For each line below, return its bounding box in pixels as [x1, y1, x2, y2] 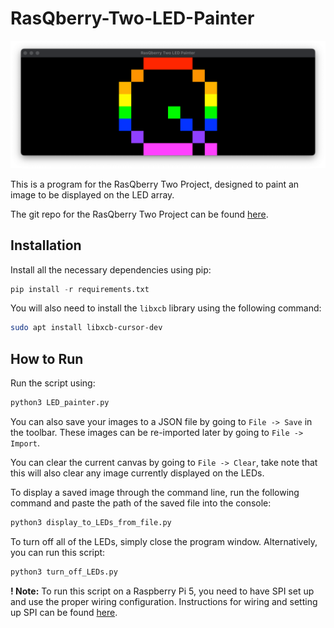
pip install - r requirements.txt [10, 284, 150, 294]
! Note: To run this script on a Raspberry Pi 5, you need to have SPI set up [10, 585, 315, 597]
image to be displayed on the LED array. [10, 188, 175, 201]
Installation [10, 237, 82, 254]
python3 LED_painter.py [10, 398, 110, 408]
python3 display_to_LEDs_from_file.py [10, 517, 172, 527]
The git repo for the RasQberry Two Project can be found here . [10, 208, 269, 220]
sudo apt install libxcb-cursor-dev [10, 323, 163, 333]
